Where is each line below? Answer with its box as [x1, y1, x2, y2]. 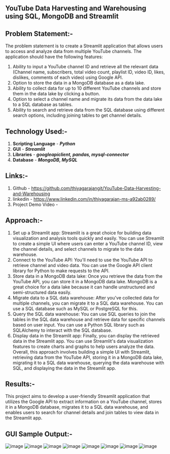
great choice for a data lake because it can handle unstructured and [12, 284, 155, 290]
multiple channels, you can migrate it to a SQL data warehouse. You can [12, 300, 163, 306]
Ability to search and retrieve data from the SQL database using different [12, 107, 165, 113]
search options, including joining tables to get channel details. [12, 112, 142, 119]
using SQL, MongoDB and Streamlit [5, 12, 119, 21]
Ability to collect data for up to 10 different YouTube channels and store [12, 85, 161, 91]
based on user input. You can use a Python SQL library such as [12, 322, 145, 328]
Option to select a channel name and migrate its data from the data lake [12, 96, 162, 102]
